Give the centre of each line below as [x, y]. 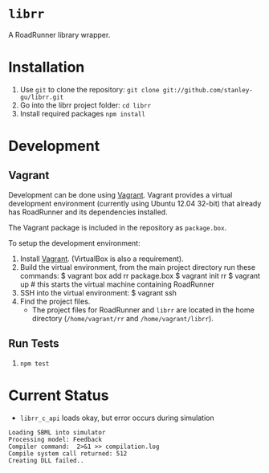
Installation [47, 67]
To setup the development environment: [74, 243]
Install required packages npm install [83, 113]
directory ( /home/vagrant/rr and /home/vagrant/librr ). [123, 318]
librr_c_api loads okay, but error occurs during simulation [117, 418]
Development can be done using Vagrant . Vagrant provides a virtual [120, 194]
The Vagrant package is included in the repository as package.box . [118, 227]
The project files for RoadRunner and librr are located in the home [143, 310]
